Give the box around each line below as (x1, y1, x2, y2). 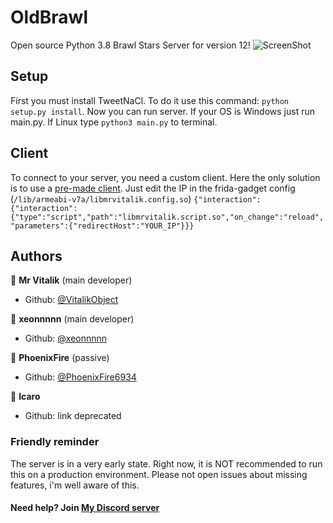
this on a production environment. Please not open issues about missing (10, 468, 308, 480)
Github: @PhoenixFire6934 (24, 371, 137, 383)
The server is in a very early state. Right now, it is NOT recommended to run (10, 457, 323, 470)
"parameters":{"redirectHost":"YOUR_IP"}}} (10, 221, 195, 231)
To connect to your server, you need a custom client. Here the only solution (10, 171, 321, 183)
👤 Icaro (10, 391, 41, 403)
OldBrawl (10, 6, 89, 29)
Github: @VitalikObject (24, 294, 119, 306)
